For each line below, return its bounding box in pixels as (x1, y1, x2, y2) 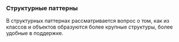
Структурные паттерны (6, 4, 78, 12)
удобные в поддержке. (6, 30, 63, 37)
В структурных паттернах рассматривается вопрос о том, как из (6, 17, 170, 24)
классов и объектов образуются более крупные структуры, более (6, 23, 173, 30)
